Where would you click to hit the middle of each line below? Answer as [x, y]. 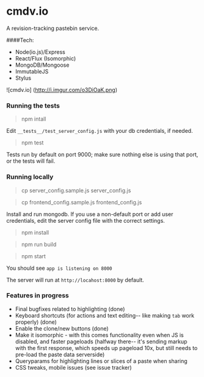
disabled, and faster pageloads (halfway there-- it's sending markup [101, 342]
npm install [35, 232]
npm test [32, 143]
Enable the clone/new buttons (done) [62, 328]
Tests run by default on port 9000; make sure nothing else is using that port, [102, 155]
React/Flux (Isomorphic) [46, 58]
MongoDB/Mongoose [42, 65]
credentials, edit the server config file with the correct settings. [86, 220]
